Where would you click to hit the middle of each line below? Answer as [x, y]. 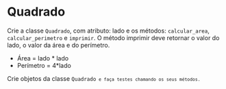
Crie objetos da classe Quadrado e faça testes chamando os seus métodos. [104, 78]
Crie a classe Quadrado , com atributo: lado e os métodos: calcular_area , [109, 31]
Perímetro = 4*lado [44, 65]
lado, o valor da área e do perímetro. [59, 45]
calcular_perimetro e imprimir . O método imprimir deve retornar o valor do [113, 37]
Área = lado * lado [43, 58]
